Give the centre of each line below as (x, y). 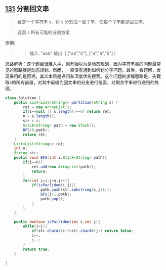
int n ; (21, 148)
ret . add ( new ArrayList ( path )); (64, 167)
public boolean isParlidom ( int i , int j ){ (57, 222)
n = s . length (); (40, 116)
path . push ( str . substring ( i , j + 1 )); (76, 190)
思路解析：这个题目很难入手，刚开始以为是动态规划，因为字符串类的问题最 (81, 64)
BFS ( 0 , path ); (36, 130)
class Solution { (23, 98)
